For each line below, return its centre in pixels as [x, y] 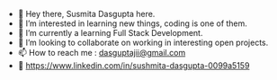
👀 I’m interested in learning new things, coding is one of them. [132, 23]
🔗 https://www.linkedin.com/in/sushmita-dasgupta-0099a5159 [134, 66]
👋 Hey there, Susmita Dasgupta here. [86, 14]
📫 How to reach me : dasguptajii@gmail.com [102, 53]
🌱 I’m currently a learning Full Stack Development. [110, 33]
